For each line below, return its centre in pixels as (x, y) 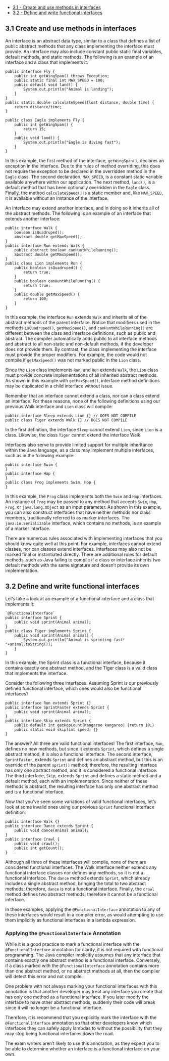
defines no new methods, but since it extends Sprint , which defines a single (84, 748)
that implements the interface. (37, 673)
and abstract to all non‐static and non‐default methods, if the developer (79, 344)
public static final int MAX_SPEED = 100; (60, 80)
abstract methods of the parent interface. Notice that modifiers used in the (83, 322)
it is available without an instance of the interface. (57, 198)
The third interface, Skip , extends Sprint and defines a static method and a (83, 775)
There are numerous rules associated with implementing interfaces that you (84, 538)
